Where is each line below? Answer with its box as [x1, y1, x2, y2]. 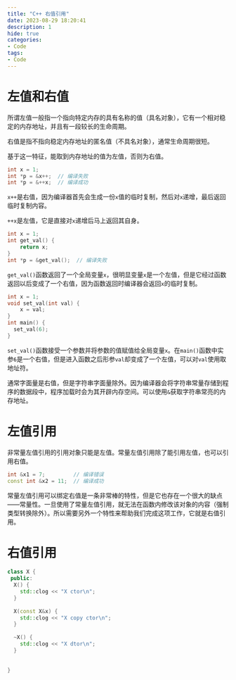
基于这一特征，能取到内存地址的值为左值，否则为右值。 [7, 152, 167, 160]
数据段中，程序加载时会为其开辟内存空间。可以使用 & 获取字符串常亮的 [19, 387, 220, 396]
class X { [7, 568, 37, 576]
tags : [7, 50, 23, 57]
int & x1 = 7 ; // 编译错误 [7, 471, 104, 478]
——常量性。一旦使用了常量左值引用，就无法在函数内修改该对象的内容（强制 [7, 500, 229, 508]
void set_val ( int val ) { [7, 300, 80, 307]
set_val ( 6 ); [13, 326, 49, 333]
